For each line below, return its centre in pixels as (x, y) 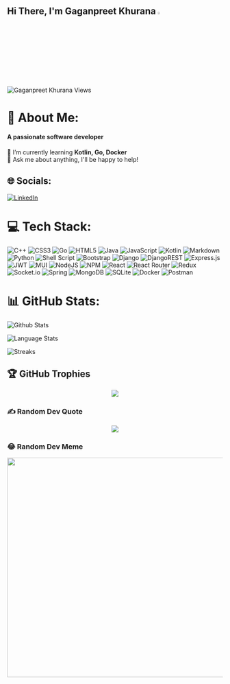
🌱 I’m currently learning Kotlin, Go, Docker (67, 152)
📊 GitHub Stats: (54, 301)
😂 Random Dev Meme (45, 447)
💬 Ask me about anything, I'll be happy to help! (73, 159)
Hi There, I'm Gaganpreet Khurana (81, 11)
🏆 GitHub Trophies (49, 374)
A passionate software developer (55, 137)
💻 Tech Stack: (49, 226)
